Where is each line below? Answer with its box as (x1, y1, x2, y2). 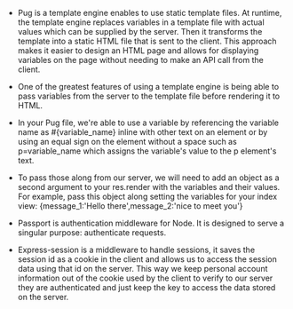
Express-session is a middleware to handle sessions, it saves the (17, 244, 256, 255)
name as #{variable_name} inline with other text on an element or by (17, 127, 268, 137)
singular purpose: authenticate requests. (17, 227, 167, 238)
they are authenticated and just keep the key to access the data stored (17, 282, 276, 292)
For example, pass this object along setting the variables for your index (17, 191, 278, 202)
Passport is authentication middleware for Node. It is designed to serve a (17, 218, 285, 228)
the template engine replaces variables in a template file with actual (17, 17, 265, 28)
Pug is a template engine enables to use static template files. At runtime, (17, 8, 282, 18)
